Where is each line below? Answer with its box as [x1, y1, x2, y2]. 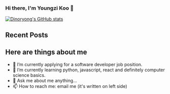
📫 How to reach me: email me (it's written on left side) [12, 83, 127, 89]
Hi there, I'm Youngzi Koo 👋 [5, 5, 74, 12]
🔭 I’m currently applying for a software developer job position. [12, 61, 143, 67]
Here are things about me [5, 48, 88, 57]
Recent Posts [5, 30, 48, 39]
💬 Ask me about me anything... [12, 77, 77, 83]
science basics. [12, 72, 46, 78]
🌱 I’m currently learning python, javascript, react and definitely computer [12, 67, 165, 73]
